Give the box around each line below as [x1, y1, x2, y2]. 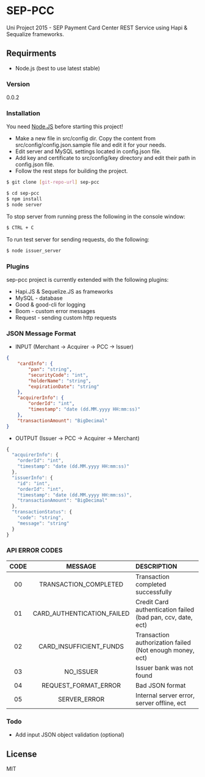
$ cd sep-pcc [6, 191, 40, 197]
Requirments [6, 48, 57, 59]
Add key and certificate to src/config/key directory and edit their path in [15, 154, 196, 162]
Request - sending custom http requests [15, 314, 117, 321]
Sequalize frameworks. [6, 30, 64, 37]
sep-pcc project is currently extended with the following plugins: [6, 276, 169, 283]
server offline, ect [135, 699, 186, 707]
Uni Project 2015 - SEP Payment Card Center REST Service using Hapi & [6, 24, 188, 31]
